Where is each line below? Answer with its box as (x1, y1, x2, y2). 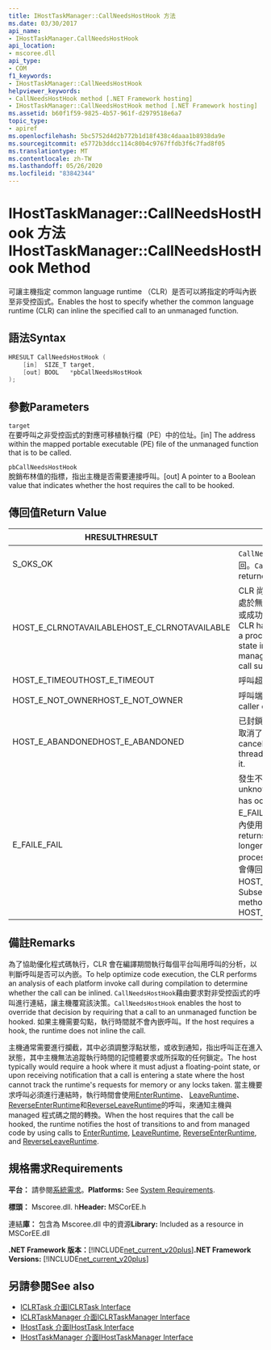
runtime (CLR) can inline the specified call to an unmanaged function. (8, 305, 240, 315)
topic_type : (8, 117, 48, 125)
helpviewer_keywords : (8, 86, 81, 95)
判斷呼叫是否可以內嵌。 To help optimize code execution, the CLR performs (8, 969, 257, 978)
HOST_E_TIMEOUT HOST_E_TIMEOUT (12, 674, 155, 685)
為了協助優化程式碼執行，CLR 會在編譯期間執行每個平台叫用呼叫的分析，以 (8, 959, 258, 969)
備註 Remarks (8, 936, 76, 950)
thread (238, 748, 264, 759)
